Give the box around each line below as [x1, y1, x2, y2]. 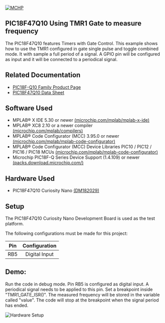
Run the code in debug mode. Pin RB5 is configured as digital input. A [5, 281, 149, 287]
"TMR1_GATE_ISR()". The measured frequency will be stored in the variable [5, 291, 160, 297]
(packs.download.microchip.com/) [12, 160, 84, 166]
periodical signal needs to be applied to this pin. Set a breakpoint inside [5, 286, 153, 292]
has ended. [5, 302, 29, 308]
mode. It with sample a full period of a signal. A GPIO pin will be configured [5, 51, 160, 57]
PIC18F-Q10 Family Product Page [12, 84, 81, 90]
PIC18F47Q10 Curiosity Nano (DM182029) [12, 188, 99, 194]
